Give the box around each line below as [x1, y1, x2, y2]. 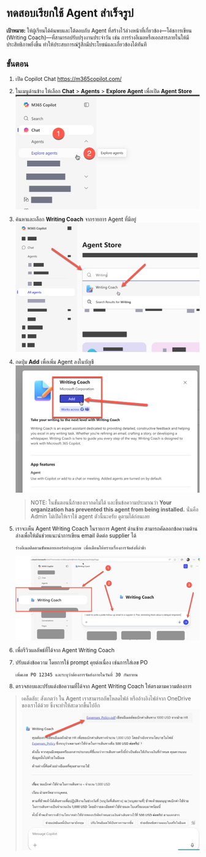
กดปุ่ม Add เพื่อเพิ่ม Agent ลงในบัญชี [15, 358, 94, 365]
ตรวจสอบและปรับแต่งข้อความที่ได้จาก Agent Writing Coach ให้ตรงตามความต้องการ [15, 683, 192, 690]
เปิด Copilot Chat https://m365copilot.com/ [15, 75, 122, 82]
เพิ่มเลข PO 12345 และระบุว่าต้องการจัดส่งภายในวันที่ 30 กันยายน [15, 672, 138, 678]
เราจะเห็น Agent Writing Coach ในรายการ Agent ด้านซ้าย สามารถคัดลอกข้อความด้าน [15, 525, 198, 532]
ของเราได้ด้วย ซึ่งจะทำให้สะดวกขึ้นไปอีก [21, 702, 100, 709]
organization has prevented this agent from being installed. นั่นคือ [30, 506, 199, 513]
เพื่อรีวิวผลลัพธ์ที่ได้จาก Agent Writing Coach [15, 647, 115, 654]
